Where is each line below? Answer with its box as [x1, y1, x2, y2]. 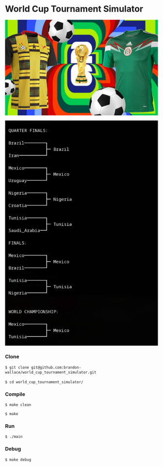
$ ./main [5, 434, 23, 439]
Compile [5, 391, 25, 398]
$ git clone [5, 365, 29, 370]
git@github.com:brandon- [31, 365, 81, 370]
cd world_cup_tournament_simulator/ [9, 380, 83, 384]
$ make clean [5, 402, 32, 407]
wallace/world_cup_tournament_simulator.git [5, 370, 97, 375]
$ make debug [5, 457, 32, 462]
